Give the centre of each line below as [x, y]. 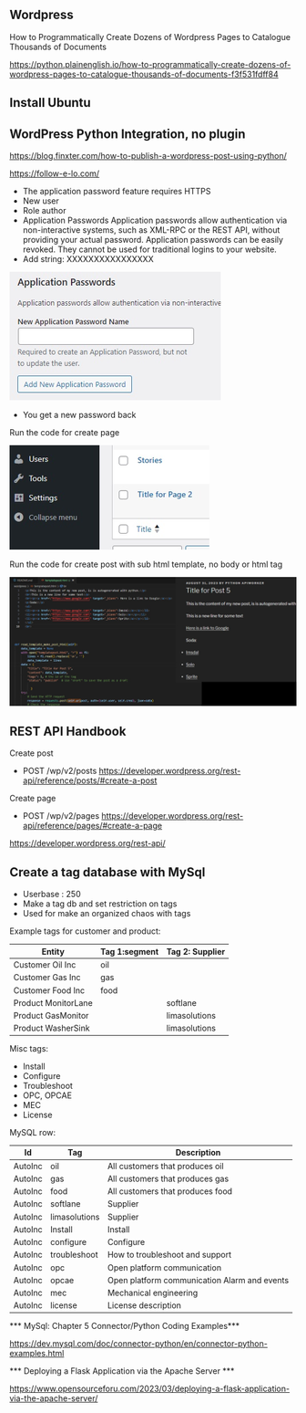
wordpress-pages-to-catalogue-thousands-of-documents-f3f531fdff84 [144, 74]
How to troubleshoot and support [170, 1255]
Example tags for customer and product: [85, 931]
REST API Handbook [68, 732]
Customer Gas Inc [47, 978]
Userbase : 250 [51, 895]
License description [145, 1305]
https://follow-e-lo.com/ [55, 173]
